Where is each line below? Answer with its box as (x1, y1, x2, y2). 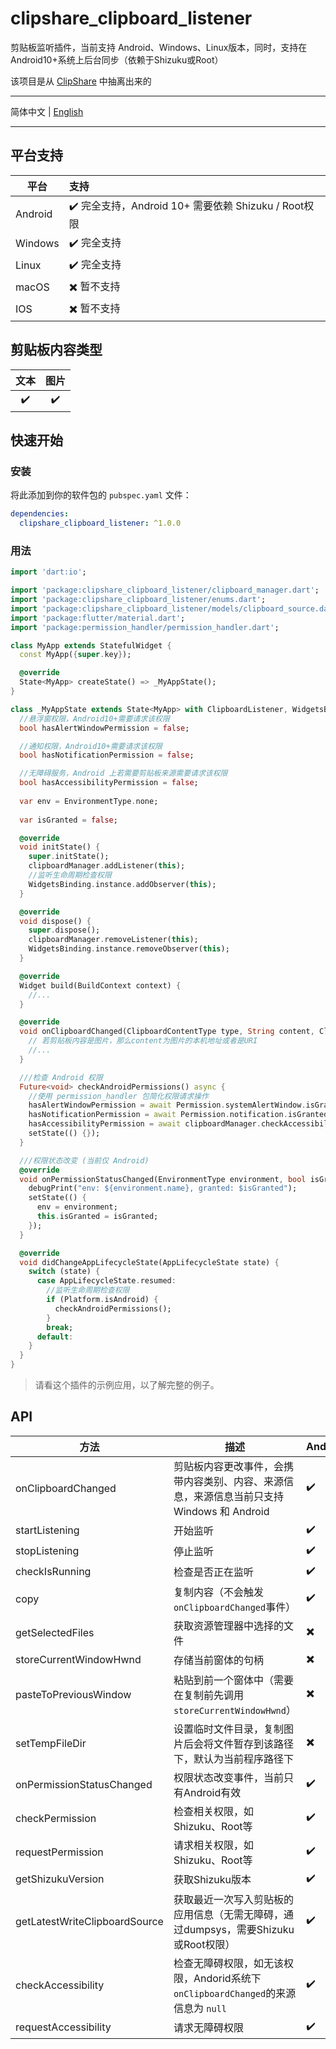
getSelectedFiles (15, 1625, 95, 1639)
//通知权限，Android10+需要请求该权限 (19, 741, 163, 751)
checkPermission (15, 1811, 97, 1825)
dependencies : (10, 509, 70, 519)
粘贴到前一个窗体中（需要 (173, 1673, 294, 1687)
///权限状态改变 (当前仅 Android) (19, 1155, 150, 1166)
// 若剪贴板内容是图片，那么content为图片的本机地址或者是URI (28, 1036, 258, 1046)
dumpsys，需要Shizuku (183, 1922, 295, 1936)
